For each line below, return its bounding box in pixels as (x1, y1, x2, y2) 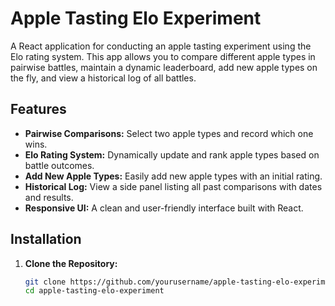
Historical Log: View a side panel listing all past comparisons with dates (24, 180, 323, 192)
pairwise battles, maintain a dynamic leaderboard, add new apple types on (10, 61, 318, 73)
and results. (24, 191, 74, 203)
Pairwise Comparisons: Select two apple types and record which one (24, 127, 314, 139)
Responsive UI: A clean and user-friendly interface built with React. (24, 202, 304, 214)
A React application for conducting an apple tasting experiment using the (10, 40, 312, 52)
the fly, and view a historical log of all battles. (10, 72, 197, 84)
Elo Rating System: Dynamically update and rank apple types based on (24, 148, 320, 161)
